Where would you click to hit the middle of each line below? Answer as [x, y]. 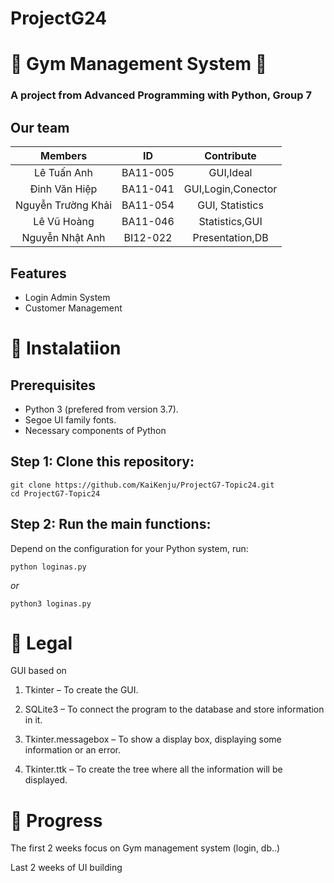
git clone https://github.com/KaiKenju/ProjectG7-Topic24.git [142, 485]
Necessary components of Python [95, 430]
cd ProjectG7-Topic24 [55, 493]
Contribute [230, 156]
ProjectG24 [59, 18]
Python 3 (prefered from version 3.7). [101, 409]
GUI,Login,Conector [230, 189]
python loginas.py [48, 567]
